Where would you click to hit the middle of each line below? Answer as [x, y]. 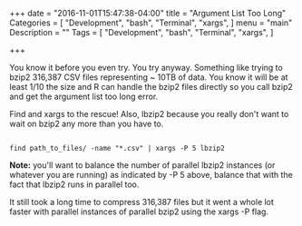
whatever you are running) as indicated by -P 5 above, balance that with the [151, 175]
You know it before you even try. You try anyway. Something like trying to [146, 68]
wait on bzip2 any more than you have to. [87, 123]
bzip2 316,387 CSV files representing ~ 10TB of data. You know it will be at [149, 77]
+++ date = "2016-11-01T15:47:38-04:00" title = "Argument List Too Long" [148, 13]
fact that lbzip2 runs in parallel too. [74, 184]
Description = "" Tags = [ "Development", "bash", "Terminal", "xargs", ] [141, 32]
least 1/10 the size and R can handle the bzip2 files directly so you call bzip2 [151, 87]
